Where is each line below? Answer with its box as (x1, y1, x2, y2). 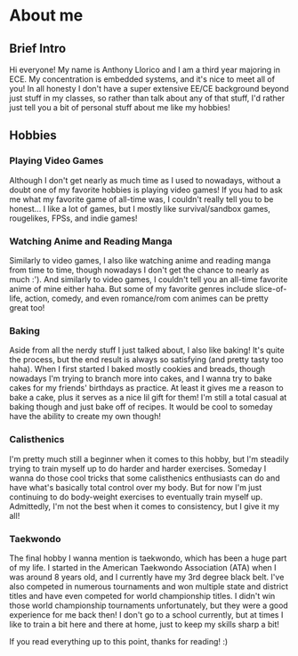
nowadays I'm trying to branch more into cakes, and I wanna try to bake (9, 373, 273, 384)
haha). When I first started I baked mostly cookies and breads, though (9, 364, 266, 375)
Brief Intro (9, 41, 67, 56)
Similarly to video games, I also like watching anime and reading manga (9, 255, 271, 265)
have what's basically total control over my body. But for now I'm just (9, 482, 262, 492)
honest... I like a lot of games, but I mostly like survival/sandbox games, (9, 203, 271, 214)
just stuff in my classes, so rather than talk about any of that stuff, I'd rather (9, 93, 286, 103)
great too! (9, 302, 45, 312)
